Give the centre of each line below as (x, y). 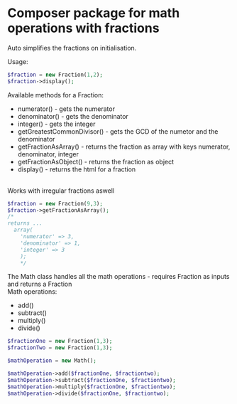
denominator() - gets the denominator (73, 116)
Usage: (18, 61)
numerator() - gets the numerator (66, 109)
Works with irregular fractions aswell (61, 191)
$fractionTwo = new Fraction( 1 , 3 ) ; (60, 348)
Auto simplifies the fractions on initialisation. (72, 48)
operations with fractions (83, 28)
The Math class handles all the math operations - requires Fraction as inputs (118, 277)
